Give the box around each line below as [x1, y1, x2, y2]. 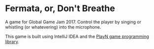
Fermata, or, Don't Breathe [5, 3, 115, 14]
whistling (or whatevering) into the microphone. [5, 24, 101, 30]
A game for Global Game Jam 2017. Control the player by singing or [5, 19, 142, 25]
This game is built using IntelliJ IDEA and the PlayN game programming [5, 33, 149, 39]
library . [5, 38, 20, 44]
